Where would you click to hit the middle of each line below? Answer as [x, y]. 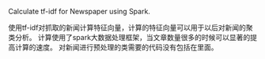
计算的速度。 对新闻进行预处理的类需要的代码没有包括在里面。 [116, 47]
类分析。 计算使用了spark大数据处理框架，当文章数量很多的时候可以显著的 [129, 37]
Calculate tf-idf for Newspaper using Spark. [79, 11]
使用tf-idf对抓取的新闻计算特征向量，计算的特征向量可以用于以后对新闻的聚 [131, 28]
